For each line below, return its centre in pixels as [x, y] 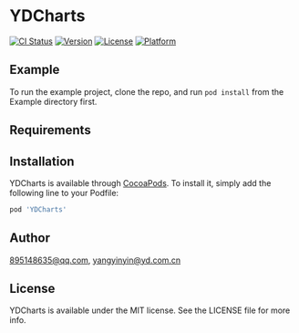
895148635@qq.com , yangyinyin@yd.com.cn [95, 260]
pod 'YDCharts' [38, 209]
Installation [42, 161]
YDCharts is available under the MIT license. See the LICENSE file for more [150, 310]
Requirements [50, 130]
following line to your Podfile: [64, 193]
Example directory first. [53, 101]
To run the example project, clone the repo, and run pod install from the [147, 91]
